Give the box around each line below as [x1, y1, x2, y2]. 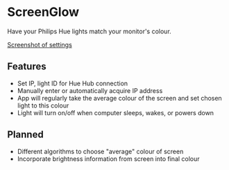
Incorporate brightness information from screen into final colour [17, 154, 200, 163]
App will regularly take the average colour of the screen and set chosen [17, 94, 222, 102]
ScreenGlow [7, 4, 80, 20]
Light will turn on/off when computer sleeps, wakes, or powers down [17, 108, 214, 117]
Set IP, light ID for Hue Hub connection [17, 79, 128, 87]
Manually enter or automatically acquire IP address [17, 86, 163, 94]
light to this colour [17, 101, 69, 110]
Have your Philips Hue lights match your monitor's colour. [7, 27, 171, 35]
